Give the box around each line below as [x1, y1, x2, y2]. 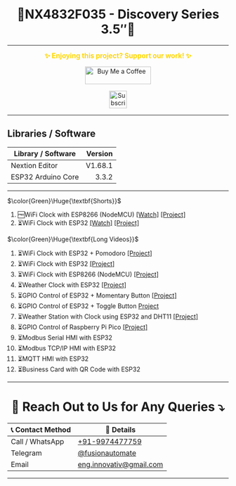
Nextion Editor [11, 160, 58, 170]
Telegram [11, 448, 42, 458]
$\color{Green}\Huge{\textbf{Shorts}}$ [7, 196, 122, 205]
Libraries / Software [7, 128, 96, 140]
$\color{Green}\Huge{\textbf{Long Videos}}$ [7, 235, 139, 243]
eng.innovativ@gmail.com [77, 459, 164, 469]
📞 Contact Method [11, 425, 72, 435]
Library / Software [13, 148, 76, 158]
